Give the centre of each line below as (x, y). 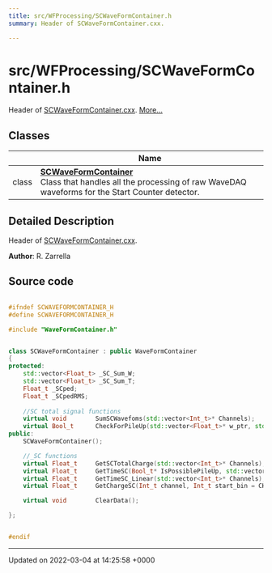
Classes (29, 136)
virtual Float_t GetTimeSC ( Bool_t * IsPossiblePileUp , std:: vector (144, 471)
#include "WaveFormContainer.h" (63, 329)
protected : (27, 366)
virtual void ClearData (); (81, 501)
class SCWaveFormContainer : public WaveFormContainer (103, 351)
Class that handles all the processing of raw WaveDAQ (143, 182)
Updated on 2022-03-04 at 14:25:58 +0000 (82, 560)
